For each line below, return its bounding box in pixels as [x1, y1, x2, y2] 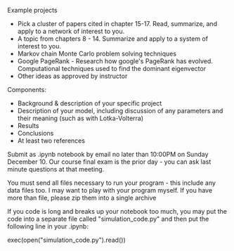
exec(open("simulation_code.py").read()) [7, 236, 126, 244]
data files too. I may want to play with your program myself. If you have [7, 186, 213, 194]
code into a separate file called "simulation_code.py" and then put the [7, 214, 209, 223]
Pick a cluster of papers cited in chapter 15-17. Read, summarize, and [17, 20, 218, 27]
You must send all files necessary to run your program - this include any [7, 179, 216, 187]
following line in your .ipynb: [7, 222, 89, 231]
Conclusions [17, 129, 54, 137]
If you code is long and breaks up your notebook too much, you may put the [7, 207, 227, 215]
